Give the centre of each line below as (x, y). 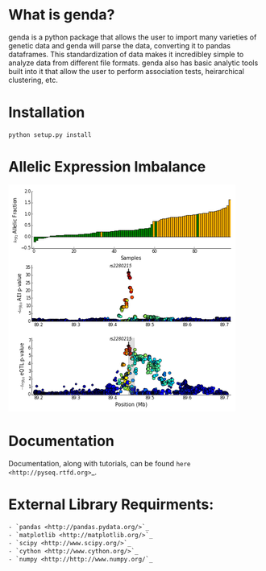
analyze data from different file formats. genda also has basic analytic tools (133, 63)
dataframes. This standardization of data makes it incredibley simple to (126, 54)
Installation (47, 112)
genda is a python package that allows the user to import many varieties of (133, 37)
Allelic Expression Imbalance (107, 167)
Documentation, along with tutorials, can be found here (100, 463)
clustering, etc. (33, 80)
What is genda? (62, 15)
